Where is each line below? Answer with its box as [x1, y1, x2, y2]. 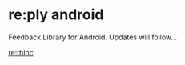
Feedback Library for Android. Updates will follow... [8, 32, 178, 42]
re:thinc [8, 47, 34, 57]
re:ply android [8, 6, 104, 24]
